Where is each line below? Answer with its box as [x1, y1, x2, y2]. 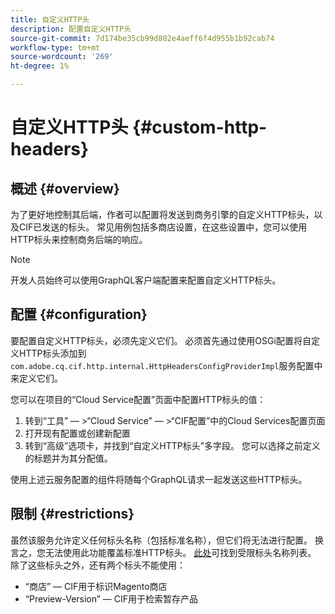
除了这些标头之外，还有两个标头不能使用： [10, 559, 186, 571]
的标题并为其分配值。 [24, 452, 113, 464]
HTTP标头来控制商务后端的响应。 [10, 234, 148, 245]
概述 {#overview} [10, 180, 120, 197]
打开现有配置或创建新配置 [24, 427, 131, 439]
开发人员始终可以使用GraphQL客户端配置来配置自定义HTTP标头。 [10, 274, 282, 286]
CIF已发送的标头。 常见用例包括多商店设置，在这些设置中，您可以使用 [18, 221, 308, 233]
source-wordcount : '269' [10, 52, 114, 62]
